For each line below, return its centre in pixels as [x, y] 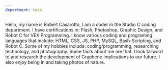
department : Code [24, 10]
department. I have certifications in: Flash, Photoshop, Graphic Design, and [84, 30]
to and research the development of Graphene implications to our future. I [83, 57]
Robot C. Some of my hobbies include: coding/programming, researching [82, 46]
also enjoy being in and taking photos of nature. [55, 62]
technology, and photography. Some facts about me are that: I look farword [84, 51]
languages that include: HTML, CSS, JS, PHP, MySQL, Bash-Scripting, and [83, 41]
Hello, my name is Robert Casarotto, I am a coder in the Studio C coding [81, 24]
